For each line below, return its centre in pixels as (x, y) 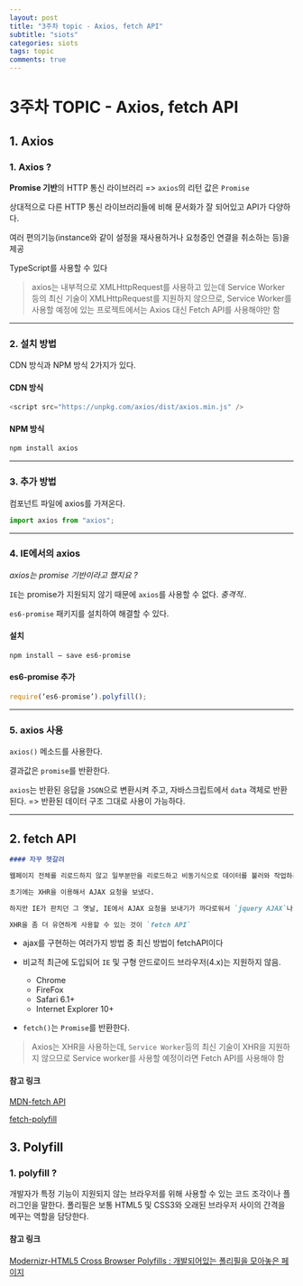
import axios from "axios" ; (62, 521)
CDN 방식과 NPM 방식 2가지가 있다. (73, 365)
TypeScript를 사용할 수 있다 (59, 268)
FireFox (50, 990)
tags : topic (32, 52)
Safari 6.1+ (55, 1000)
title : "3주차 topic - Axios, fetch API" (87, 26)
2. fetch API (43, 838)
